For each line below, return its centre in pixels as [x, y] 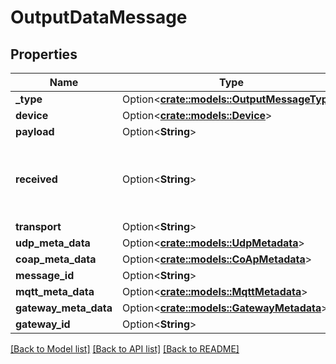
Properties [44, 54]
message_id [45, 275]
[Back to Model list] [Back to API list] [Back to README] [125, 349]
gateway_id [43, 324]
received [36, 179]
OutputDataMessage [99, 17]
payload [35, 131]
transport [38, 226]
